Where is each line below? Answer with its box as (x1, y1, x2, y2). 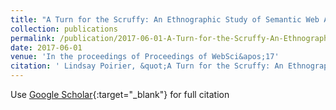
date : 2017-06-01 (10, 42, 83, 53)
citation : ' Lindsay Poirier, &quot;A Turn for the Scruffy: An (10, 61, 284, 71)
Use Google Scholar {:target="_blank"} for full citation (10, 89, 230, 100)
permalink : (10, 33, 56, 43)
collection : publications (10, 24, 118, 34)
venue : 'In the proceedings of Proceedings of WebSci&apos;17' (10, 52, 280, 62)
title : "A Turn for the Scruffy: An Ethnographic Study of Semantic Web (10, 14, 320, 25)
